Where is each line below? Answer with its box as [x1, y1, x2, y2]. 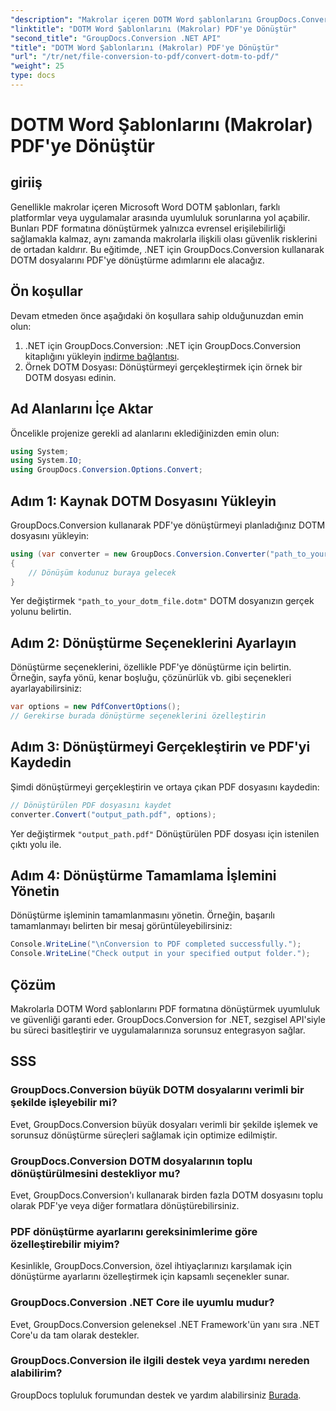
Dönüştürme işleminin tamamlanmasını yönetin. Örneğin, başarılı [10, 909, 275, 921]
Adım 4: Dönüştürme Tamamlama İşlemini [10, 867, 277, 884]
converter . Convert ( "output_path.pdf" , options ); [10, 809, 217, 820]
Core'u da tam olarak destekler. [10, 1329, 140, 1341]
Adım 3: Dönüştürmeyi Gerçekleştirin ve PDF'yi [10, 739, 311, 756]
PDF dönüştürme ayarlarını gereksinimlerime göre [10, 1224, 258, 1238]
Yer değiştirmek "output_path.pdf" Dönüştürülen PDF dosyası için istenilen [10, 827, 320, 840]
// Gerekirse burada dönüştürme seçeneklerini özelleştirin [10, 711, 267, 721]
